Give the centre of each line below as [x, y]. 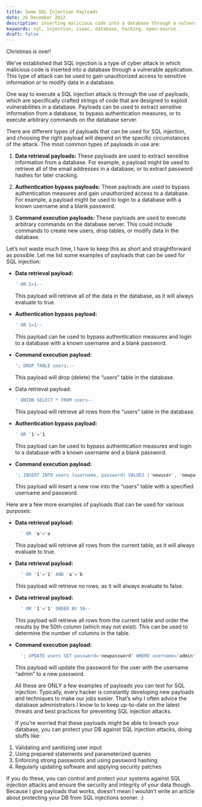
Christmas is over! [29, 51]
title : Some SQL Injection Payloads [52, 12]
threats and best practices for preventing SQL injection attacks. [93, 711]
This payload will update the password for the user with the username [102, 667]
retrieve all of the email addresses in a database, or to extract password [104, 169]
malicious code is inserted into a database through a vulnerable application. [100, 69]
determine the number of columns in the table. [72, 633]
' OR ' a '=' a [35, 534]
